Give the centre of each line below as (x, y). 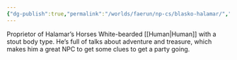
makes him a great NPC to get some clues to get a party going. (98, 49)
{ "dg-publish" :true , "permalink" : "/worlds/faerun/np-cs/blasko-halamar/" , (118, 14)
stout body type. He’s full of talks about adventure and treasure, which (109, 41)
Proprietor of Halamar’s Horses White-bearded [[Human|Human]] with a (111, 34)
